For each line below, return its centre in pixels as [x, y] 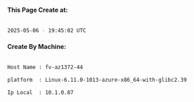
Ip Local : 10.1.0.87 [40, 93]
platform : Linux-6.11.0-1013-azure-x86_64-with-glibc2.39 [97, 80]
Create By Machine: [37, 46]
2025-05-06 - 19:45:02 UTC [47, 31]
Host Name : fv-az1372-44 [45, 67]
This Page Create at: [38, 10]
